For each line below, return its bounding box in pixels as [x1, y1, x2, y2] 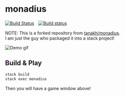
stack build [5, 72, 29, 77]
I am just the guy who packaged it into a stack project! [5, 35, 115, 41]
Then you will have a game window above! [5, 85, 91, 91]
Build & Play [5, 59, 42, 67]
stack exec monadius [5, 76, 48, 81]
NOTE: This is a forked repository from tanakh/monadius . [5, 30, 121, 36]
